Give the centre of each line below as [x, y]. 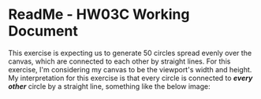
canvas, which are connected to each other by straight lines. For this [119, 61]
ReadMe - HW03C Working [99, 15]
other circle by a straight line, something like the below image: [109, 86]
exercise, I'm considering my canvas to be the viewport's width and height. [130, 69]
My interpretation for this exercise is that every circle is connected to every [130, 78]
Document [43, 31]
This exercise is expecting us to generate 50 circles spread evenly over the [130, 53]
